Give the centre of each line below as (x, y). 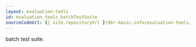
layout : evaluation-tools (37, 11)
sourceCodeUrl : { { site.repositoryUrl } (56, 22)
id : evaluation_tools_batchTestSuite (51, 17)
